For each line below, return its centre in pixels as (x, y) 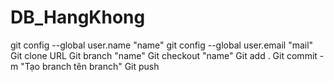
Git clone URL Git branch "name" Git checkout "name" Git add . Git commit (164, 55)
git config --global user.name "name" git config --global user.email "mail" (162, 45)
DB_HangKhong (78, 17)
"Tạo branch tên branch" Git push (90, 66)
